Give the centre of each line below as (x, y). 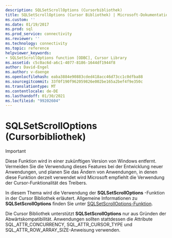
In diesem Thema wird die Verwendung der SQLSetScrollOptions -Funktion (85, 193)
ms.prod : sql (19, 29)
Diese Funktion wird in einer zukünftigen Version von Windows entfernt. (81, 161)
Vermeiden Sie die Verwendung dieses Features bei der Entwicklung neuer (84, 167)
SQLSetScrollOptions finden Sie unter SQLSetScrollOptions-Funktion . (79, 204)
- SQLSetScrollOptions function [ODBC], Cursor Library (66, 58)
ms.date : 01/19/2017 (27, 24)
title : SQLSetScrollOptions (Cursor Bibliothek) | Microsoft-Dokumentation (88, 15)
